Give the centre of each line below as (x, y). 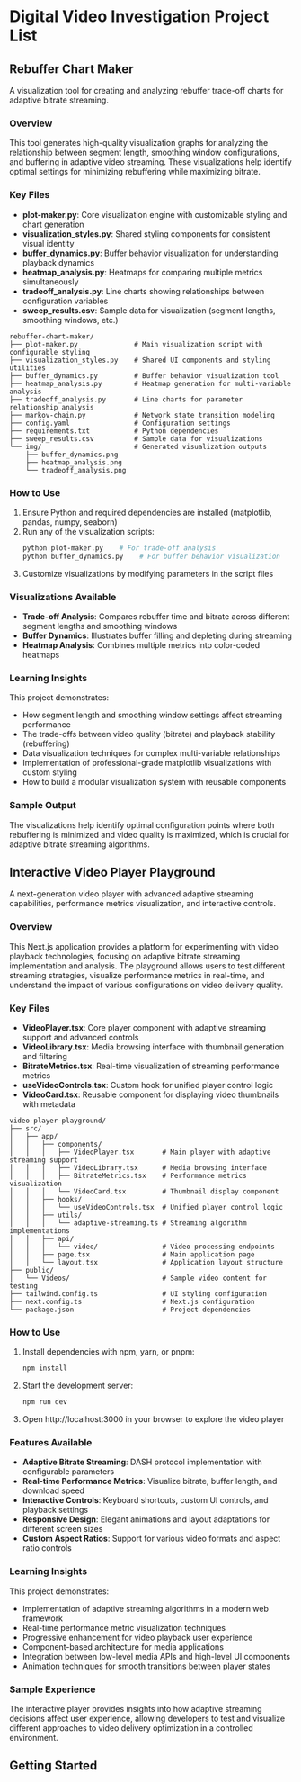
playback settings (55, 1510)
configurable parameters (68, 1471)
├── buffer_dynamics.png (72, 454)
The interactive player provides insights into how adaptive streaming (136, 1708)
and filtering (44, 1056)
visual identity (48, 243)
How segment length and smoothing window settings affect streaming (152, 715)
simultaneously (50, 282)
